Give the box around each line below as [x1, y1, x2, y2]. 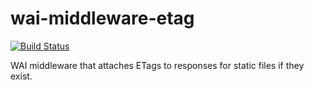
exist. [10, 70, 33, 82]
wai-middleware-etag [10, 7, 195, 30]
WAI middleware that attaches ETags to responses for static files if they [10, 59, 305, 71]
